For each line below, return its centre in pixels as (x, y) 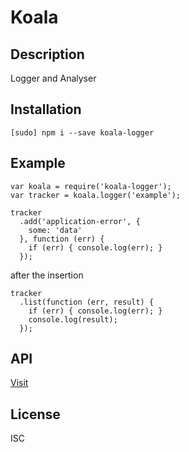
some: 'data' (55, 230)
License (35, 414)
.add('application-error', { (80, 221)
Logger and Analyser (53, 78)
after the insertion (47, 275)
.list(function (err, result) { (87, 302)
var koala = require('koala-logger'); (91, 186)
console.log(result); (73, 319)
